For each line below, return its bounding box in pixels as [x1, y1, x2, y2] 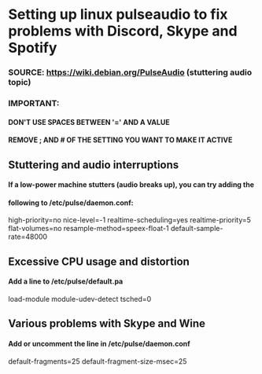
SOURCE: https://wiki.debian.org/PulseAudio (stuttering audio [8, 67, 253, 78]
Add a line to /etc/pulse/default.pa [8, 277, 124, 286]
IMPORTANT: [8, 98, 60, 109]
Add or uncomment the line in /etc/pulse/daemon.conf [8, 339, 190, 348]
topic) [8, 77, 31, 88]
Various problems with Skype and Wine [8, 317, 206, 331]
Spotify [8, 39, 57, 57]
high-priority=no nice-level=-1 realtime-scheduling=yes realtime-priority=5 [8, 215, 252, 225]
